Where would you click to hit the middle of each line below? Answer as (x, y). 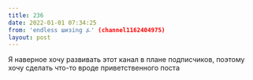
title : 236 (26, 15)
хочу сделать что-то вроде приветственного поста (94, 68)
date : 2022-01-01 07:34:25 (52, 23)
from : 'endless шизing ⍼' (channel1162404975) (87, 30)
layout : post (30, 37)
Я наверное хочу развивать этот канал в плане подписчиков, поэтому (126, 60)
